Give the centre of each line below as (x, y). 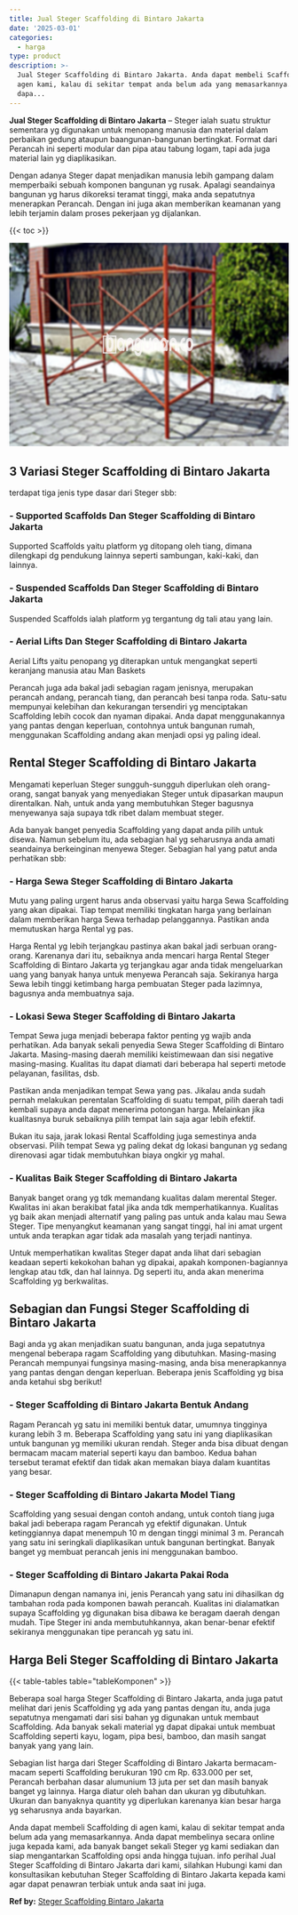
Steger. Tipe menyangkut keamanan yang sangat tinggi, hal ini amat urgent (146, 1226)
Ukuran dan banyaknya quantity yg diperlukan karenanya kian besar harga (145, 1801)
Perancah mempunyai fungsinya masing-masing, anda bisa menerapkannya (148, 1363)
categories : (31, 37)
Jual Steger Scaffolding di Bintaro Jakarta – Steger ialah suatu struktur (140, 120)
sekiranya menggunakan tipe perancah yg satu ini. (101, 1632)
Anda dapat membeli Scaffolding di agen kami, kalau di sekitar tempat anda (147, 1828)
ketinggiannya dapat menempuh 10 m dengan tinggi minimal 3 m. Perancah (147, 1533)
